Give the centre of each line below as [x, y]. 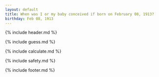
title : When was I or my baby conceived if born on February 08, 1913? [79, 14]
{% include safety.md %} [30, 61]
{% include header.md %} [31, 33]
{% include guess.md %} [30, 42]
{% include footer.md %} [30, 70]
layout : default [22, 10]
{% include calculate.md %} [33, 51]
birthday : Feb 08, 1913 [29, 19]
